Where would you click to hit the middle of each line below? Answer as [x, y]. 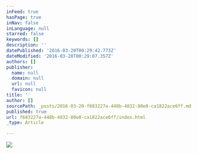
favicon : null [29, 90]
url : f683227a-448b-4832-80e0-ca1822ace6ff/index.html [76, 117]
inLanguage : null [28, 28]
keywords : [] [22, 39]
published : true [26, 112]
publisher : [20, 67]
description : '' [26, 45]
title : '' [19, 95]
